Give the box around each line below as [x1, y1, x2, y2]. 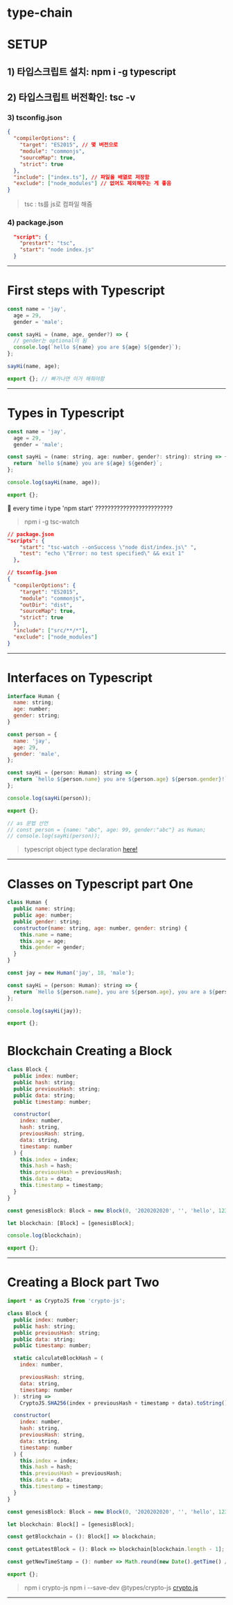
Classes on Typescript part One [7, 876, 193, 892]
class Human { [7, 899, 49, 906]
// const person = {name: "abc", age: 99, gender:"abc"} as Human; [7, 826, 207, 833]
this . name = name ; [19, 931, 73, 938]
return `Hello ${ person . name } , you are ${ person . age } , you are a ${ [13, 988, 216, 996]
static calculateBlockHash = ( [13, 1355, 104, 1362]
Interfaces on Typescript [7, 670, 153, 686]
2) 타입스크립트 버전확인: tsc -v [7, 92, 136, 103]
